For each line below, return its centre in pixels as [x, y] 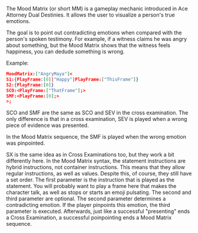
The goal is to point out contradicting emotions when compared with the [94, 33]
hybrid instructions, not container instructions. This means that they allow [95, 167]
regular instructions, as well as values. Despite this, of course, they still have [99, 174]
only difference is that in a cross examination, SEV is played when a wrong [97, 119]
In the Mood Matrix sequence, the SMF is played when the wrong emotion [96, 137]
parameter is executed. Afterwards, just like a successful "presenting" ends [98, 211]
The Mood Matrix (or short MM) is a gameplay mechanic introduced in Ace [97, 9]
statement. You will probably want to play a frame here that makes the [91, 186]
